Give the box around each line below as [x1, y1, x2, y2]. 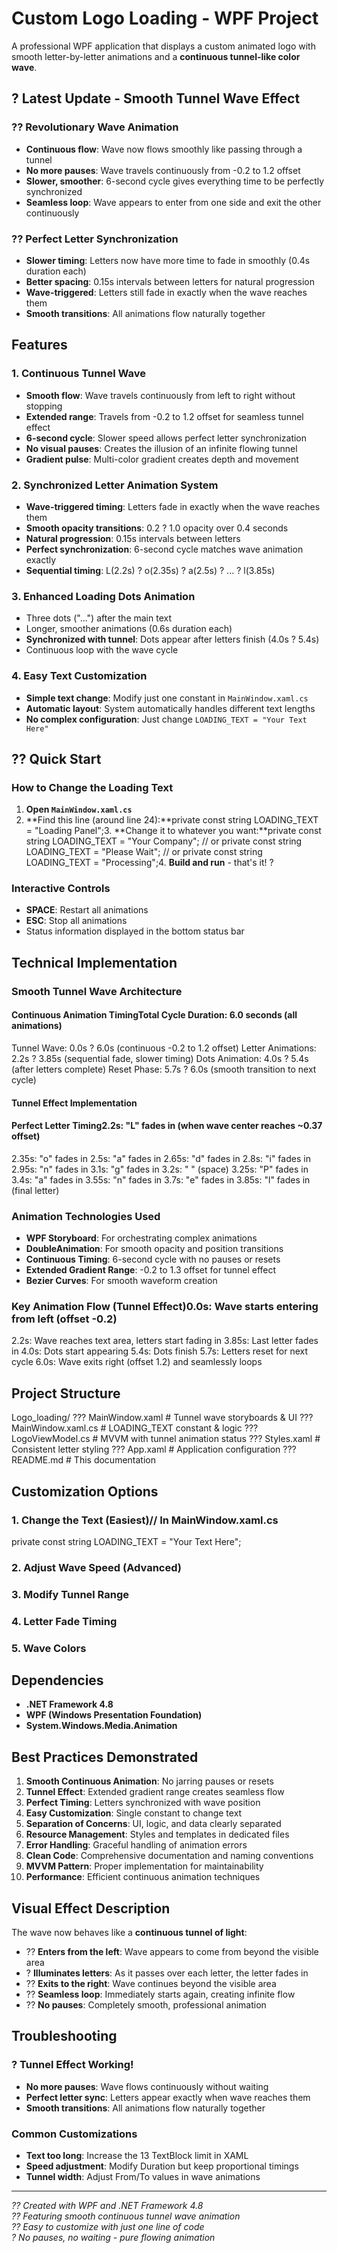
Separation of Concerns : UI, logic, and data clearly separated [25, 1818, 282, 1830]
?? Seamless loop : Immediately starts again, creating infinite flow [25, 1988, 296, 2001]
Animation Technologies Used [11, 1209, 161, 1223]
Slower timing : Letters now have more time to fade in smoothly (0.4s [25, 254, 311, 266]
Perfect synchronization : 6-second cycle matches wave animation [25, 543, 304, 555]
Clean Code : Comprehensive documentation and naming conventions [25, 1850, 314, 1862]
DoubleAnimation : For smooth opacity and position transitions [25, 1243, 284, 1255]
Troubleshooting [11, 2028, 118, 2045]
